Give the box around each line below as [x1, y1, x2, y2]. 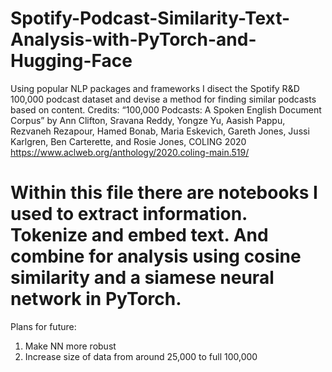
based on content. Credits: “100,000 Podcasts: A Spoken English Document [10, 103, 322, 116]
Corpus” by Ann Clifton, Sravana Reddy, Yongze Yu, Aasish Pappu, [10, 114, 286, 126]
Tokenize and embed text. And [10, 224, 269, 247]
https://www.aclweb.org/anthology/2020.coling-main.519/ [10, 146, 250, 158]
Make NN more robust [24, 340, 117, 352]
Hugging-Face [10, 50, 133, 72]
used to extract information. [10, 203, 248, 226]
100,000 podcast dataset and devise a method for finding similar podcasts [10, 93, 317, 105]
